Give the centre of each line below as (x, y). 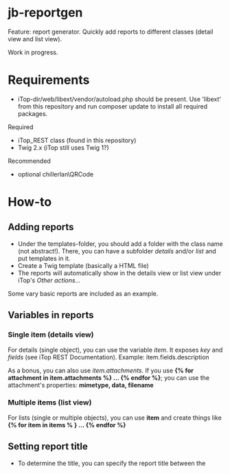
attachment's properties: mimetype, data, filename (81, 385)
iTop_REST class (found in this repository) (77, 140)
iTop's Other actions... (49, 280)
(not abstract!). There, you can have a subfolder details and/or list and (117, 251)
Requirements (49, 80)
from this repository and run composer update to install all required (113, 106)
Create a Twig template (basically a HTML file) (83, 265)
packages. (33, 113)
